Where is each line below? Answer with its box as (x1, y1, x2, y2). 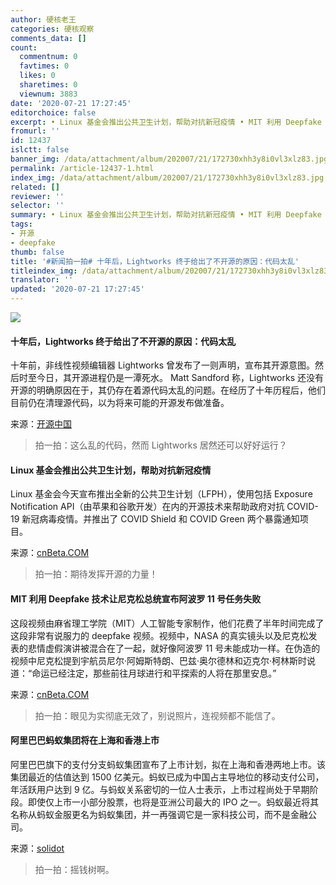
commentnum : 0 (19, 52, 78, 62)
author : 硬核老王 (10, 14, 77, 25)
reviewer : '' (10, 191, 65, 201)
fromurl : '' (10, 126, 60, 136)
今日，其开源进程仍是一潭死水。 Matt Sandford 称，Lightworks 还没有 (36, 372, 324, 384)
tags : (10, 219, 33, 230)
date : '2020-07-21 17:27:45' (10, 98, 132, 108)
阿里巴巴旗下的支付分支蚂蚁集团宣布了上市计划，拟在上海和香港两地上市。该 (10, 758, 326, 770)
